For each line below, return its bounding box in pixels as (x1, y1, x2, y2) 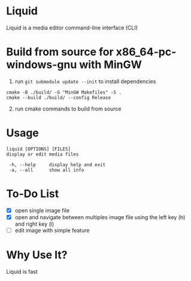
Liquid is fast (6, 268, 38, 275)
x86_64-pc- (116, 45, 177, 59)
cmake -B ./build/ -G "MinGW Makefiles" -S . (6, 89, 122, 95)
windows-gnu (6, 58, 77, 71)
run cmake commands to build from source (14, 105, 122, 112)
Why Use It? (6, 248, 68, 262)
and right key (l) (14, 220, 54, 228)
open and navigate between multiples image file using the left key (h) (14, 213, 186, 220)
